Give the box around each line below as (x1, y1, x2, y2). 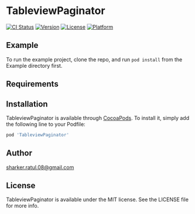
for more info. (6, 202, 39, 209)
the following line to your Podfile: (6, 120, 86, 127)
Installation (6, 99, 48, 109)
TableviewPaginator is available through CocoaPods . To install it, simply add (6, 114, 190, 121)
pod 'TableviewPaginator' (6, 132, 69, 138)
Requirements (6, 79, 59, 89)
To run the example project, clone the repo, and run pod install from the (6, 56, 183, 63)
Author (6, 148, 32, 158)
